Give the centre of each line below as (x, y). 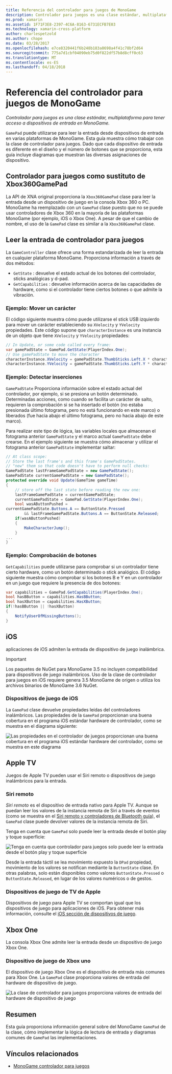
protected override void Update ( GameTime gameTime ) (62, 480)
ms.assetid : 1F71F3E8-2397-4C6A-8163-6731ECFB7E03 (61, 24)
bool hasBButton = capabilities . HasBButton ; (54, 597)
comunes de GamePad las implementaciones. (52, 1038)
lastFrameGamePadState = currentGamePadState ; (65, 495)
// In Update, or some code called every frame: (58, 345)
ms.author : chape (24, 39)
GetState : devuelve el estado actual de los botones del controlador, (84, 273)
